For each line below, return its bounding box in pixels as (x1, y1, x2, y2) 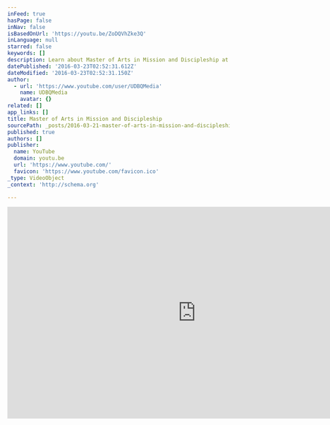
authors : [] (7, 135, 42, 142)
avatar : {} (20, 96, 52, 103)
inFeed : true (7, 10, 46, 18)
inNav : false (7, 23, 46, 30)
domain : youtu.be (13, 155, 65, 162)
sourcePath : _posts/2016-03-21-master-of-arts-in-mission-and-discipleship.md (7, 121, 245, 129)
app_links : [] (7, 109, 49, 116)
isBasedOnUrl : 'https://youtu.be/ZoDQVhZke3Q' (7, 30, 147, 37)
